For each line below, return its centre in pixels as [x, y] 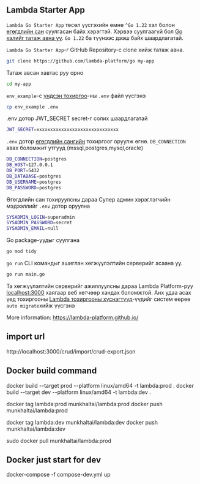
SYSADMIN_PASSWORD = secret [39, 223]
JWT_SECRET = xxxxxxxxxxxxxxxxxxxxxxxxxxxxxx [63, 130]
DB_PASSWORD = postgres [34, 187]
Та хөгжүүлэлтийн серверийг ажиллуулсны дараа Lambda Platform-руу [100, 286]
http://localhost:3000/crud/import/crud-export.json [71, 351]
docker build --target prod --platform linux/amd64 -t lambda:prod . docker [100, 385]
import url [26, 337]
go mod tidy [21, 251]
